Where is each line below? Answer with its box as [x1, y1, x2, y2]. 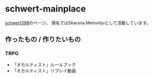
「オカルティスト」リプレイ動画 [12, 67, 76, 73]
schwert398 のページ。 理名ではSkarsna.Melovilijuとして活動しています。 [5, 20, 151, 26]
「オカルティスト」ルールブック [12, 62, 76, 67]
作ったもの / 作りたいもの [5, 35, 81, 44]
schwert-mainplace [5, 3, 86, 14]
